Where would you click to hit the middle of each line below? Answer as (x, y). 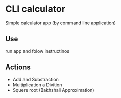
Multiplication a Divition (37, 85)
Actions (18, 67)
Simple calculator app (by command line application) (61, 23)
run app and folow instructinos (38, 51)
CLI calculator (35, 9)
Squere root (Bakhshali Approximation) (53, 90)
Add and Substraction (35, 79)
